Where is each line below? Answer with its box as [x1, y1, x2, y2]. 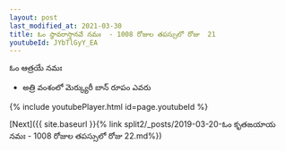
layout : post [9, 13, 58, 22]
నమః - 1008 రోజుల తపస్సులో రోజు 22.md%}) [9, 130, 163, 141]
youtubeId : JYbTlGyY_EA [9, 38, 99, 47]
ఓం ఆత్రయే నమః [9, 63, 63, 73]
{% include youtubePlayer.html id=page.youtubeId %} [9, 102, 209, 113]
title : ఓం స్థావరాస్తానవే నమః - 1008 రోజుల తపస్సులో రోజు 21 [9, 29, 217, 38]
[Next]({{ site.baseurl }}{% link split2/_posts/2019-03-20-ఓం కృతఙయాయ [9, 119, 276, 130]
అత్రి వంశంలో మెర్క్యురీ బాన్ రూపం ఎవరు [22, 82, 151, 93]
